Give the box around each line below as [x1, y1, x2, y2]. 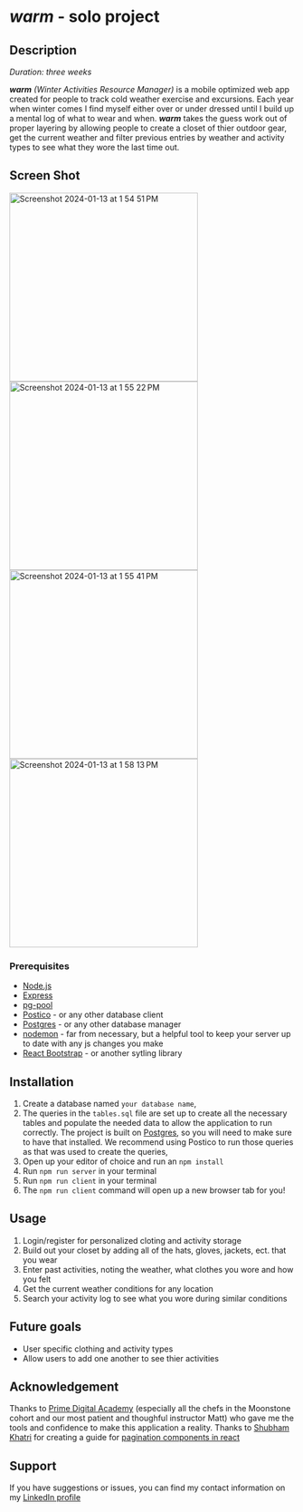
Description [9, 43, 77, 58]
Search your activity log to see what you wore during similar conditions [22, 1293, 288, 1304]
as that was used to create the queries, [22, 1146, 169, 1157]
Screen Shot [9, 168, 80, 183]
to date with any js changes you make [22, 1038, 164, 1049]
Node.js [22, 981, 52, 992]
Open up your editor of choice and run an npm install [22, 1156, 224, 1167]
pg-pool [22, 1000, 53, 1011]
